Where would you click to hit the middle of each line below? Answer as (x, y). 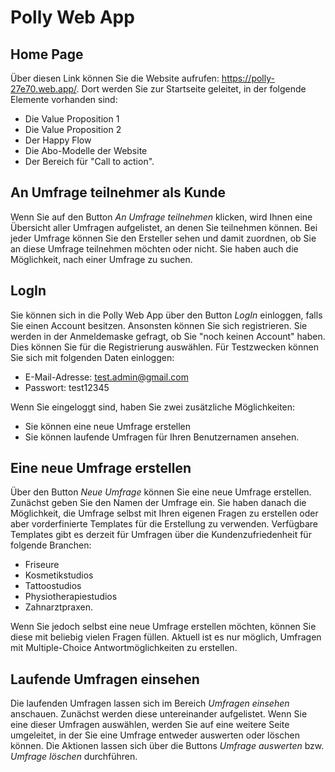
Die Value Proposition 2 (73, 129)
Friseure (42, 565)
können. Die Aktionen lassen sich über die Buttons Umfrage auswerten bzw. (167, 746)
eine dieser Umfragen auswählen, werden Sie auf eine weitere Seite (150, 725)
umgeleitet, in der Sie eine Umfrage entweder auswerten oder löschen (155, 735)
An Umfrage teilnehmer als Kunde (118, 192)
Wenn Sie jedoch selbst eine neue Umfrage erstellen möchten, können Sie (163, 627)
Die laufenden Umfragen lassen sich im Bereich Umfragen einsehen (150, 703)
